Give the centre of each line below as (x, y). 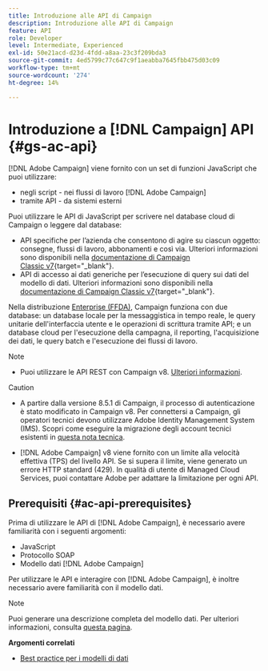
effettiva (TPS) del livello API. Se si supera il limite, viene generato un (134, 461)
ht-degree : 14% (34, 82)
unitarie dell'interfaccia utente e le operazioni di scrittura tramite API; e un (130, 324)
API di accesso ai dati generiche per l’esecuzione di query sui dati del (134, 275)
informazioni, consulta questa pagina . (70, 627)
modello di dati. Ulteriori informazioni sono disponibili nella (116, 283)
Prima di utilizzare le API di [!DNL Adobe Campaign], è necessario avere (127, 523)
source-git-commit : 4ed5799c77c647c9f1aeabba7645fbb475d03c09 (114, 61)
